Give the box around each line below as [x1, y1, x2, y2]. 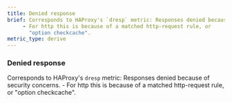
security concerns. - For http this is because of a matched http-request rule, [7, 81, 224, 89]
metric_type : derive [7, 36, 67, 43]
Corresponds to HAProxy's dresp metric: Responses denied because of [7, 73, 210, 82]
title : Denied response [7, 10, 76, 17]
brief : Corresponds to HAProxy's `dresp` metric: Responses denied [7, 16, 206, 23]
